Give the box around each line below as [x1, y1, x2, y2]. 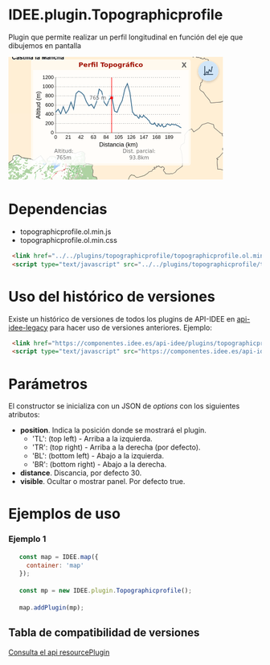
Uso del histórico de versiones [8, 287, 215, 306]
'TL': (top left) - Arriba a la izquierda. [31, 434, 153, 444]
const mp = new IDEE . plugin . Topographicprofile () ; [18, 587, 193, 595]
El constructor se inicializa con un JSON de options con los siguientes [8, 401, 240, 411]
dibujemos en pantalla [8, 40, 82, 50]
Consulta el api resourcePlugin [8, 647, 110, 657]
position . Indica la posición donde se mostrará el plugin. [19, 425, 207, 435]
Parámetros [8, 375, 88, 393]
